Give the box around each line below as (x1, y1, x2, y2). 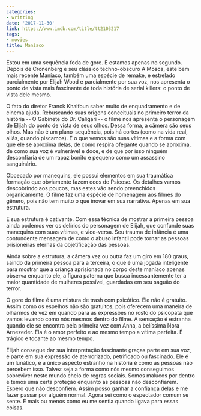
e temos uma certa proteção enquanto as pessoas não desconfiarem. (6, 378, 178, 385)
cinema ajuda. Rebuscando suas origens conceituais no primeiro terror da (6, 109, 189, 116)
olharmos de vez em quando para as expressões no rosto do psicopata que (6, 309, 193, 316)
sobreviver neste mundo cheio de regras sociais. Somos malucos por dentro (6, 371, 195, 379)
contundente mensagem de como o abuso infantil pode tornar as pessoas (6, 234, 189, 241)
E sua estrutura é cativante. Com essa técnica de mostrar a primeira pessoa (6, 215, 194, 223)
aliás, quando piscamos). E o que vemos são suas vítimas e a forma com (6, 134, 186, 141)
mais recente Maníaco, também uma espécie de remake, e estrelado (6, 72, 176, 79)
